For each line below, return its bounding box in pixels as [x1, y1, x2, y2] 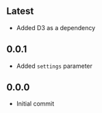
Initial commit [16, 99, 55, 108]
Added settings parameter [16, 62, 93, 70]
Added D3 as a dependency [16, 23, 96, 32]
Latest [6, 5, 34, 17]
